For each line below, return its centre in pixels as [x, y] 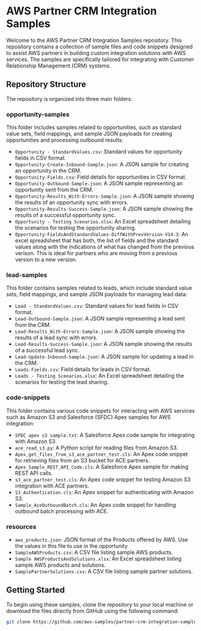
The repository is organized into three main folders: [69, 99]
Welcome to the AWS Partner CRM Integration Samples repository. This [94, 40]
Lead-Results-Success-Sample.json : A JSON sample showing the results [103, 344]
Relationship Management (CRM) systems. [59, 65]
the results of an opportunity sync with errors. [71, 203]
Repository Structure [46, 85]
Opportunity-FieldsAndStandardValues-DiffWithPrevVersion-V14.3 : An [101, 234]
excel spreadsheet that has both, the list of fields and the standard [97, 241]
